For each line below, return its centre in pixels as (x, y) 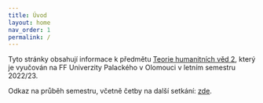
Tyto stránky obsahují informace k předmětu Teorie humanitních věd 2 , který (132, 59)
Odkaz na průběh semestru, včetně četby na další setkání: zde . (110, 91)
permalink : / (29, 37)
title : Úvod (27, 15)
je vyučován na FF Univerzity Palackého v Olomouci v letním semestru (122, 68)
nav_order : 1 (29, 30)
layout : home (29, 23)
